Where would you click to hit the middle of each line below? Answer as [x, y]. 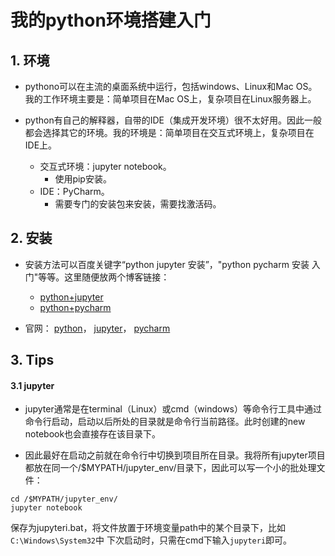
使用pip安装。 [83, 179]
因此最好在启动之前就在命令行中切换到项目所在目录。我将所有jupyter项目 [175, 455]
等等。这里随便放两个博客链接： [104, 277]
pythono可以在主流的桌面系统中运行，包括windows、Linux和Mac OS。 [171, 86]
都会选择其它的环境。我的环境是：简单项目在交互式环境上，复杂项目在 [169, 132]
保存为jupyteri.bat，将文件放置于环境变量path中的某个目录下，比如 [148, 528]
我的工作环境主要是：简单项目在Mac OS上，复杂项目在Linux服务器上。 [170, 99]
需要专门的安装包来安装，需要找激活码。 [138, 204]
